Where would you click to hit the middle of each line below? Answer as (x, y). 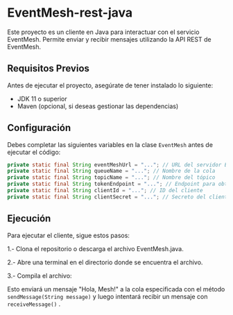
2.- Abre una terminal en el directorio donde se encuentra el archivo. (105, 262)
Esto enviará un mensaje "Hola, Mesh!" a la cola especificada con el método (116, 289)
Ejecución (29, 219)
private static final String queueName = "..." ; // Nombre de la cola (111, 171)
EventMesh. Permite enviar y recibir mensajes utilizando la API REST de (109, 39)
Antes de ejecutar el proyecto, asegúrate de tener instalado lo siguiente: (110, 85)
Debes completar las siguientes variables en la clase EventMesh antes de (110, 144)
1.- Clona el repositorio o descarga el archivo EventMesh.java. (95, 248)
